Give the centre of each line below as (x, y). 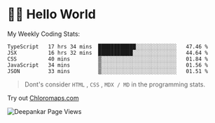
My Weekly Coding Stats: (44, 34)
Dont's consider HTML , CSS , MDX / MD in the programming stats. (115, 84)
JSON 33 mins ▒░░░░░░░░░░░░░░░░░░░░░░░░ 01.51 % (108, 71)
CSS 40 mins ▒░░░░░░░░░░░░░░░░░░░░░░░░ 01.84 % (108, 59)
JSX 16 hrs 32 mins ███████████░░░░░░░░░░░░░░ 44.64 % (108, 53)
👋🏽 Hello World (51, 14)
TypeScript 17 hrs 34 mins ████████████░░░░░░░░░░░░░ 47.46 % (108, 46)
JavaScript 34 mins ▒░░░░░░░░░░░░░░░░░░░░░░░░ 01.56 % (108, 65)
